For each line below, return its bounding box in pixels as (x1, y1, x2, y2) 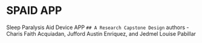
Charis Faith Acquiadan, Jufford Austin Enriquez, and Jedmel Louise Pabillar (6, 30, 197, 37)
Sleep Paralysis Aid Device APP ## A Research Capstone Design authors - (6, 24, 189, 31)
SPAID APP (6, 4, 62, 18)
